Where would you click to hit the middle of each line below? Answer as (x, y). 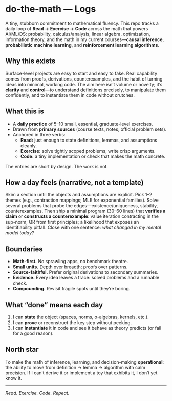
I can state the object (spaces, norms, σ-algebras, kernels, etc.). (81, 317)
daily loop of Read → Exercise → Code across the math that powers (77, 28)
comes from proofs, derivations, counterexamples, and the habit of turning (84, 79)
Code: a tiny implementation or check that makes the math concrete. (93, 156)
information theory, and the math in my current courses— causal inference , (85, 39)
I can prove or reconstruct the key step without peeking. (72, 323)
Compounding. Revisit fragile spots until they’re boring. (71, 289)
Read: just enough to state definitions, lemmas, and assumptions (89, 140)
